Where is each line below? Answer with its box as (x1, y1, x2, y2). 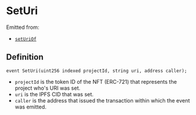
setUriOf (14, 36, 37, 42)
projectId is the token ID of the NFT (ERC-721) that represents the (14, 78, 177, 85)
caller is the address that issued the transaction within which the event (14, 97, 190, 104)
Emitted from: (6, 24, 40, 31)
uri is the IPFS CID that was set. (14, 90, 94, 98)
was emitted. (14, 103, 47, 110)
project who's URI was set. (14, 84, 81, 91)
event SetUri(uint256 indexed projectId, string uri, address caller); (6, 68, 187, 74)
